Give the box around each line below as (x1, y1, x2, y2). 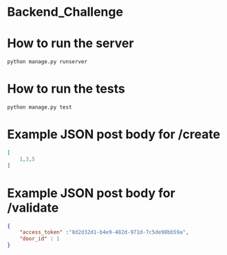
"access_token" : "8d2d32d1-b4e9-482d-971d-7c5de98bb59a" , (19, 229, 189, 236)
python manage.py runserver (7, 58, 88, 65)
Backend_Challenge (7, 4, 124, 20)
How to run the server (7, 36, 134, 52)
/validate (7, 200, 59, 215)
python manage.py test (7, 104, 72, 111)
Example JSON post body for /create (7, 126, 221, 142)
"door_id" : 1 (19, 235, 60, 243)
